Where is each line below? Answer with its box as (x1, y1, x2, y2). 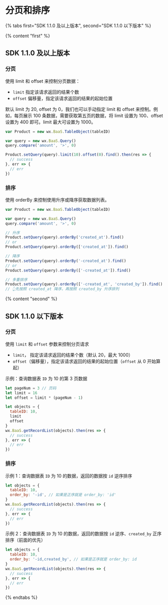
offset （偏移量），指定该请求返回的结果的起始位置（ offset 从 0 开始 (12, 358, 156, 364)
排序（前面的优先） (5, 537, 46, 543)
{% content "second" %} (5, 296, 58, 302)
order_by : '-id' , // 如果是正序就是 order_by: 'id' (10, 492, 117, 498)
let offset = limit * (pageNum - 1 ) (5, 395, 83, 400)
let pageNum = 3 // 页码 (5, 385, 57, 391)
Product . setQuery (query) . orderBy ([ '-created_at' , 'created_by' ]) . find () (5, 282, 163, 287)
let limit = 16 (5, 390, 38, 396)
